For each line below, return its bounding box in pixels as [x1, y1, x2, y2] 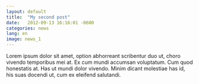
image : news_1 [6, 36, 42, 42]
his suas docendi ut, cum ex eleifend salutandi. [6, 72, 121, 78]
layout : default [6, 8, 46, 15]
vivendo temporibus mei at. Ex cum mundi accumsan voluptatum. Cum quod [6, 59, 193, 66]
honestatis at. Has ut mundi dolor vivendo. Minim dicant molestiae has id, [6, 65, 185, 72]
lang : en [6, 31, 28, 37]
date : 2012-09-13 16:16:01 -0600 [6, 20, 94, 25]
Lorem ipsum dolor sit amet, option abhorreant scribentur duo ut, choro [6, 53, 181, 59]
